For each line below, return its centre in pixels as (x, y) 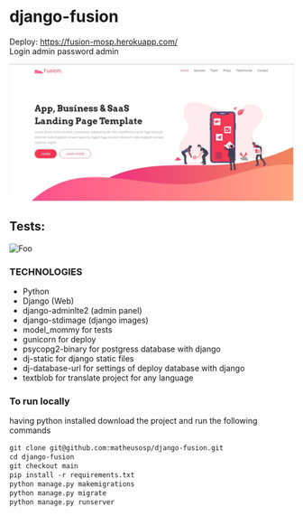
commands (30, 430)
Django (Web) (48, 301)
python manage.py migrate (58, 493)
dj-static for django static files (78, 359)
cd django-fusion (42, 457)
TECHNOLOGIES (46, 271)
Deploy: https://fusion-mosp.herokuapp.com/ (94, 42)
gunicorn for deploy (59, 340)
